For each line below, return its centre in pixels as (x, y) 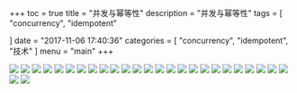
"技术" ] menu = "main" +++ (62, 51)
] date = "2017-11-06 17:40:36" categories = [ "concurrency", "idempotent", (149, 40)
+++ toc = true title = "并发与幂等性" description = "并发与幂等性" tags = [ (146, 13)
